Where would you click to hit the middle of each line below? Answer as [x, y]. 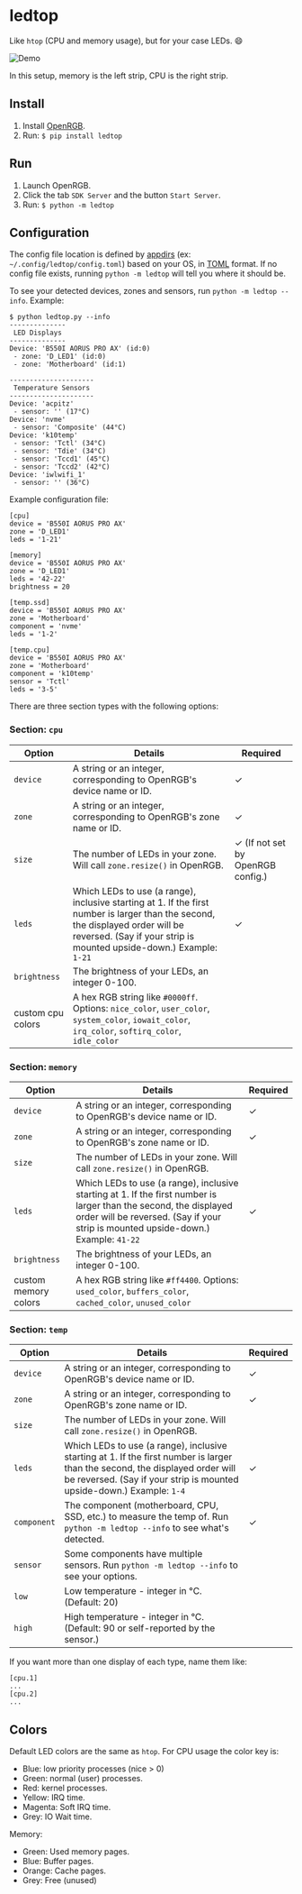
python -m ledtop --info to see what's [147, 1528]
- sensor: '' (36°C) [52, 483]
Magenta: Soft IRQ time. [67, 1807]
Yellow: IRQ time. [53, 1798]
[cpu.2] [24, 1694]
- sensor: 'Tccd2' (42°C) [62, 467]
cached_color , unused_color [133, 1302]
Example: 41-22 [108, 1239]
